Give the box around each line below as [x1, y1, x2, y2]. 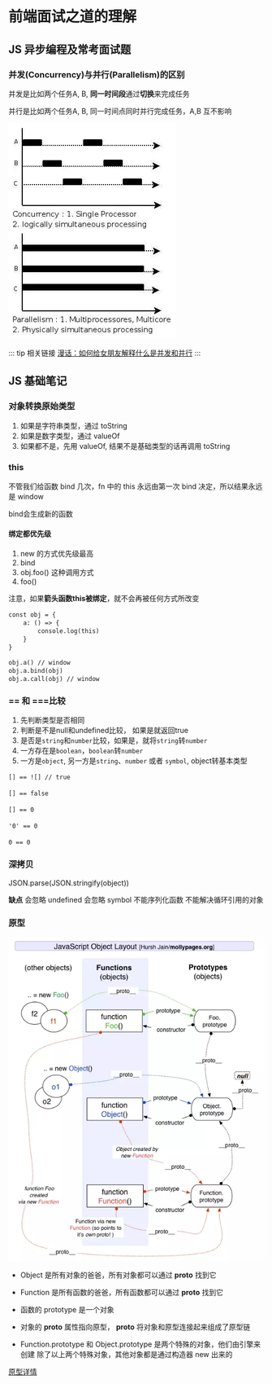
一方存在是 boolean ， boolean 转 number [19, 746, 144, 756]
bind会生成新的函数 [8, 508, 73, 518]
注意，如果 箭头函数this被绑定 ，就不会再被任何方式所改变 [8, 594, 200, 604]
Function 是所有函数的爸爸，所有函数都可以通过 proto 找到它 [19, 1287, 223, 1297]
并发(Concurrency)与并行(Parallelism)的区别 [8, 68, 185, 80]
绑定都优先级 [8, 529, 51, 538]
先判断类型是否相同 [19, 715, 85, 725]
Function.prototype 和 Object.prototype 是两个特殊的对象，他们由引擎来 [19, 1339, 261, 1349]
